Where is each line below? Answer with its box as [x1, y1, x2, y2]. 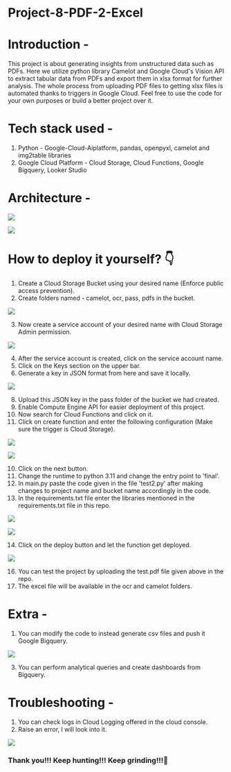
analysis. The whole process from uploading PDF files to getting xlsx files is [8, 82, 223, 90]
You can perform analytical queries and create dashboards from [17, 663, 201, 671]
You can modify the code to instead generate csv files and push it [17, 629, 206, 637]
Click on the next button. [17, 464, 89, 473]
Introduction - [8, 37, 89, 53]
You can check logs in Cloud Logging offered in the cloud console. [17, 717, 208, 726]
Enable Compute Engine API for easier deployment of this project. [17, 403, 205, 411]
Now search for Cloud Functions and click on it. [17, 410, 154, 418]
